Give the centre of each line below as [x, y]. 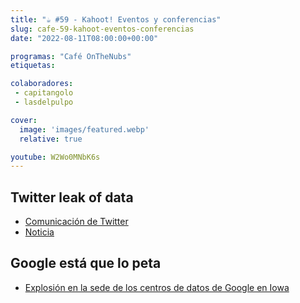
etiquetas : [33, 66]
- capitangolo [44, 93]
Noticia [39, 232]
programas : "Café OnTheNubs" [71, 56]
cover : [24, 120]
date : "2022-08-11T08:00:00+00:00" [84, 38]
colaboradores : [42, 84]
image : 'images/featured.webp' [84, 129]
